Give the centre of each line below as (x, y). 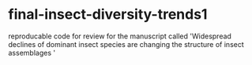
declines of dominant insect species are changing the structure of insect (126, 44)
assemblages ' (32, 52)
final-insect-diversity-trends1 (108, 14)
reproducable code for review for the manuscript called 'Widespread (120, 36)
